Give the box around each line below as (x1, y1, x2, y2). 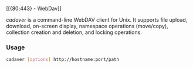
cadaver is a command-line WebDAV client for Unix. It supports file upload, (6, 16, 188, 23)
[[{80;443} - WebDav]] (6, 5, 62, 12)
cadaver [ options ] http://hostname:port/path (6, 57, 119, 63)
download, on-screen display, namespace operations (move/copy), (6, 23, 168, 29)
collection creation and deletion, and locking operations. (6, 29, 142, 36)
